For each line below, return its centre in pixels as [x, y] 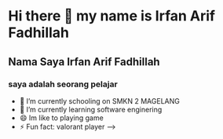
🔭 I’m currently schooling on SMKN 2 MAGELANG [100, 101]
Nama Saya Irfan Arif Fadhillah [84, 62]
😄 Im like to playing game [61, 118]
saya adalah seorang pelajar [63, 84]
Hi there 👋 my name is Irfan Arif [112, 16]
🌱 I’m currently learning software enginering [91, 109]
